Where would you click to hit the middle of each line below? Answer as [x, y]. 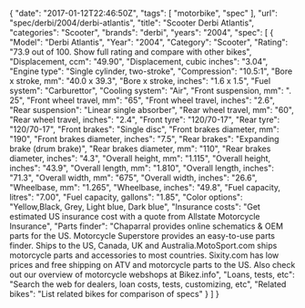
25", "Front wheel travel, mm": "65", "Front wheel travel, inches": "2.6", [142, 100]
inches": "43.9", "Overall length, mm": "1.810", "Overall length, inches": [142, 168]
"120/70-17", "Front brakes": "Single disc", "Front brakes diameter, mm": [144, 129]
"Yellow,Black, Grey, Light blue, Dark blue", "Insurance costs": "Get [135, 207]
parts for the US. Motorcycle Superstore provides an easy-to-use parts [142, 236]
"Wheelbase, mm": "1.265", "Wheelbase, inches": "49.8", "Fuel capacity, [145, 187]
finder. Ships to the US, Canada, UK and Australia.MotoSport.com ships [143, 246]
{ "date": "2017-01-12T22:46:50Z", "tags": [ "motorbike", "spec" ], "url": [143, 13]
